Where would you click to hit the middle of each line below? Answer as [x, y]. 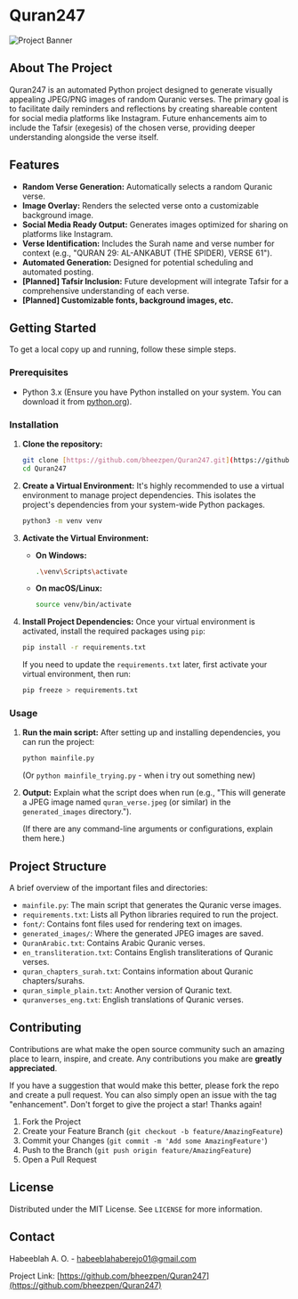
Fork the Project [52, 1121]
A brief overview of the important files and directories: [109, 888]
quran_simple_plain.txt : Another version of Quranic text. [127, 991]
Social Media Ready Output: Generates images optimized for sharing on [155, 225]
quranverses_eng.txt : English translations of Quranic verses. [133, 1000]
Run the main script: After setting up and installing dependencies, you [151, 732]
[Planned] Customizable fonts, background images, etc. [128, 300]
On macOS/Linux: [68, 588]
